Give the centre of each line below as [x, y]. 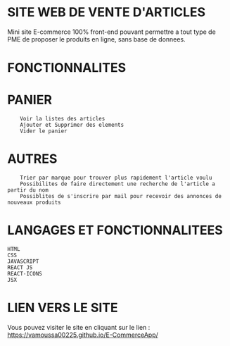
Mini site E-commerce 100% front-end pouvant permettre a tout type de [111, 32]
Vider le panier [44, 131]
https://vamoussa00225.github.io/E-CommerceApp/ [83, 335]
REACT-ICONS [25, 273]
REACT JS [20, 267]
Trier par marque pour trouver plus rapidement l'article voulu [116, 178]
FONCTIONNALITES [67, 68]
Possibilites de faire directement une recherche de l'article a [118, 184]
